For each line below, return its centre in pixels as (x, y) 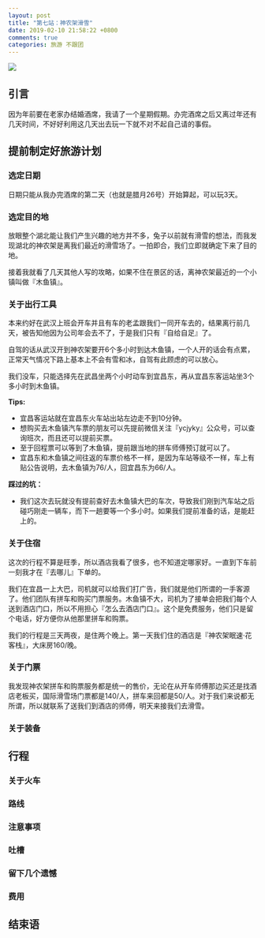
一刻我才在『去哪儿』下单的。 (56, 572)
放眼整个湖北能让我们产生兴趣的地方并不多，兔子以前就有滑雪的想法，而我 (129, 235)
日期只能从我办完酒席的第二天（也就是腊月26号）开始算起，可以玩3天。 (125, 194)
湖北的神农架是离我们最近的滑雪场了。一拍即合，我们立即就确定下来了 (129, 245)
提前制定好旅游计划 (55, 151)
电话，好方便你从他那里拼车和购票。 (73, 618)
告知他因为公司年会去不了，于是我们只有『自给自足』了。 (122, 333)
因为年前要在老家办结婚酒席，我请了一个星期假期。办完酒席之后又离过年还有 (132, 114)
